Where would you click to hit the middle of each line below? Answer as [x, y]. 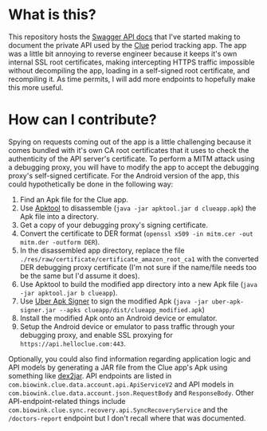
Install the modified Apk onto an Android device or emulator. [118, 318]
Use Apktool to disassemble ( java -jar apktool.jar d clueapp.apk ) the [138, 208]
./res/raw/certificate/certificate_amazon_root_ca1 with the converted [139, 259]
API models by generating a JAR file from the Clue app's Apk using [118, 367]
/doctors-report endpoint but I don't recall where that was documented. [127, 418]
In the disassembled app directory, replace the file [102, 250]
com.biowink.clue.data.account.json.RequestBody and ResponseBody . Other [131, 393]
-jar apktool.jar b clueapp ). [69, 292]
